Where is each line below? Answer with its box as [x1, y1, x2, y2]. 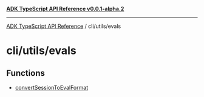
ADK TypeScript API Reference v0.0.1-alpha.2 [6, 5, 124, 12]
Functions [6, 68, 46, 78]
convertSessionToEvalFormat [15, 84, 89, 91]
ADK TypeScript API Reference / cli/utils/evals [6, 22, 121, 30]
